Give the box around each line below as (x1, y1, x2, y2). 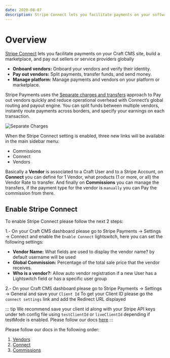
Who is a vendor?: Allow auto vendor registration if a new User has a (12, 270, 157, 276)
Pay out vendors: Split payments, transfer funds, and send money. (12, 71, 152, 77)
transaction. (5, 113, 30, 120)
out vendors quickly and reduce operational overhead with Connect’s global (5, 97, 163, 103)
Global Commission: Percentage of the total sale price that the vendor (12, 259, 160, 266)
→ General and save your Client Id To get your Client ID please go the (5, 291, 153, 297)
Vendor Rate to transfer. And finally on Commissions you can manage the (5, 179, 159, 185)
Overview (5, 34, 47, 46)
